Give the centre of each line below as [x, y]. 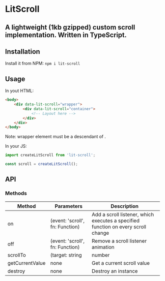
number [101, 255]
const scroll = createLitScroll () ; [41, 164]
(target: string [66, 255]
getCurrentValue [27, 263]
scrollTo [17, 255]
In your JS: [16, 146]
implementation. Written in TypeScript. [66, 35]
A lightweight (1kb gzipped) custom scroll [70, 27]
